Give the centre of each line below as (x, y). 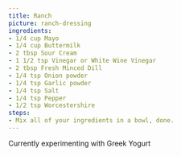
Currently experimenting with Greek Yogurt (80, 143)
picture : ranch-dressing (50, 23)
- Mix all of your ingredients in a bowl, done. (91, 121)
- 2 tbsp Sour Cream (43, 53)
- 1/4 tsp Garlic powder (50, 83)
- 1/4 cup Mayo (34, 38)
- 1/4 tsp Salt (34, 90)
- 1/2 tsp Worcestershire (51, 105)
